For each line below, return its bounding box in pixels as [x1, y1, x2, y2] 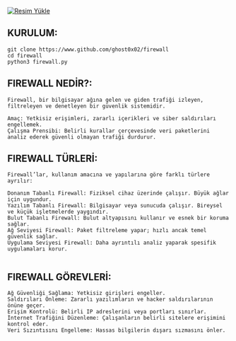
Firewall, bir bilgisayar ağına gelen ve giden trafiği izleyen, [7, 96, 203, 103]
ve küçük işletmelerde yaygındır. [7, 209, 110, 216]
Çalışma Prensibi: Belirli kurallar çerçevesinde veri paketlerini [7, 127, 211, 134]
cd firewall [7, 52, 42, 59]
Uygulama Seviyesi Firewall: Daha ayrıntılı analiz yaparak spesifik [7, 239, 217, 247]
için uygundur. [7, 196, 52, 203]
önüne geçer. [7, 302, 46, 309]
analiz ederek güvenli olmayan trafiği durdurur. [7, 133, 157, 141]
